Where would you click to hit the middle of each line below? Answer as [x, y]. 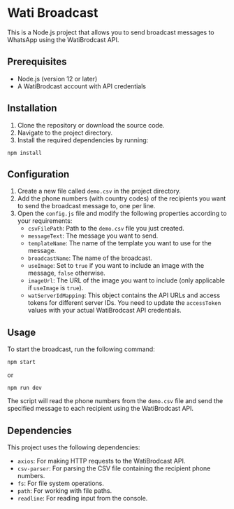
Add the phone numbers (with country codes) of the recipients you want [121, 198]
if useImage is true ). [56, 288]
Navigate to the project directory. [65, 133]
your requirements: [45, 221]
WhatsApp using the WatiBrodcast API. [63, 39]
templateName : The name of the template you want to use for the [119, 243]
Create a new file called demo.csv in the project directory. [99, 191]
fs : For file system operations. [61, 483]
